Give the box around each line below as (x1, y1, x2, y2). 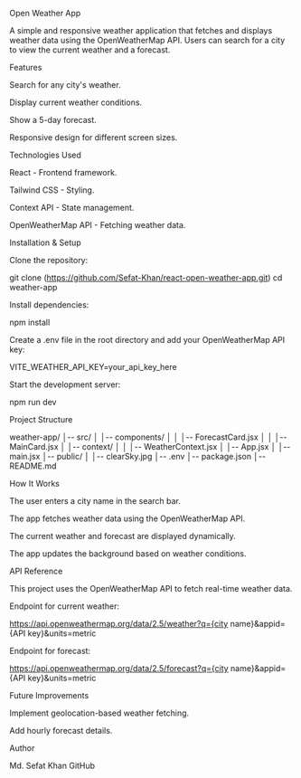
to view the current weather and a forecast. (9, 44, 171, 55)
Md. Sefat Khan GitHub (9, 760, 96, 771)
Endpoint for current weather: (9, 601, 120, 612)
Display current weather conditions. (9, 97, 143, 108)
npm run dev (9, 397, 57, 407)
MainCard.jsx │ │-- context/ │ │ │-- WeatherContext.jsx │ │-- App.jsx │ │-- (9, 441, 291, 451)
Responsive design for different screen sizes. (9, 132, 178, 143)
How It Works (9, 479, 61, 489)
